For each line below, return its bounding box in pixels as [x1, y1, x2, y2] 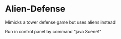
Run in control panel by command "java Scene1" [5, 28, 101, 34]
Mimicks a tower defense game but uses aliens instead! [5, 19, 117, 25]
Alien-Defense [5, 3, 66, 14]
